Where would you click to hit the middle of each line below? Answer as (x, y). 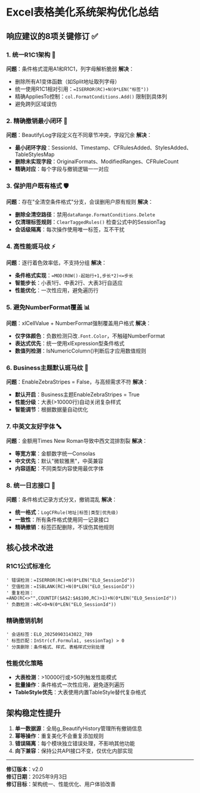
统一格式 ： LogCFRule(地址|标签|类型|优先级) (67, 512)
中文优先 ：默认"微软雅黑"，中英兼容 (59, 461)
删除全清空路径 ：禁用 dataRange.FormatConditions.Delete (85, 215)
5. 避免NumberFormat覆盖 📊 (48, 307)
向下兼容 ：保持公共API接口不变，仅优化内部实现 (74, 751)
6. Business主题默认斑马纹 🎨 (47, 368)
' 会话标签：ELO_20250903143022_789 (49, 634)
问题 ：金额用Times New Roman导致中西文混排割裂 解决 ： (77, 440)
